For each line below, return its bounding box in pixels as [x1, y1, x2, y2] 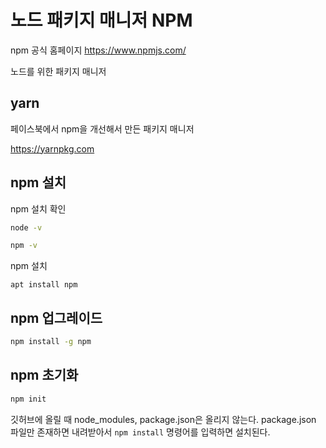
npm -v [10, 241, 38, 251]
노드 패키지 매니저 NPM [10, 9, 193, 32]
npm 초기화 [10, 367, 79, 384]
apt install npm [10, 280, 78, 290]
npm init [10, 394, 47, 404]
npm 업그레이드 [10, 309, 103, 326]
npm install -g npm [10, 337, 92, 347]
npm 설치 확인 [10, 202, 67, 215]
